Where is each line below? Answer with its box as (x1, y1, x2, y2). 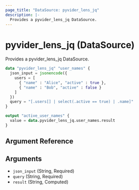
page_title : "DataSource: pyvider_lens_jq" (5, 7, 100, 13)
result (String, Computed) (12, 179, 69, 185)
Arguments (5, 154, 42, 163)
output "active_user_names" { (5, 113, 70, 118)
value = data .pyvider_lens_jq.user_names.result (10, 118, 115, 123)
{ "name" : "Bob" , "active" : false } (18, 85, 102, 90)
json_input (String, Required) (12, 168, 75, 174)
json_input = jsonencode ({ (10, 71, 67, 76)
